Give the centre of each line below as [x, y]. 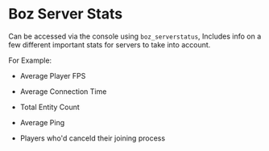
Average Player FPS [53, 75]
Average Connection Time [63, 91]
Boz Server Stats [66, 14]
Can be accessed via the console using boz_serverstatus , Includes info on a [135, 36]
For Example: [30, 60]
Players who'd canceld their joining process [93, 138]
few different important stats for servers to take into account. [110, 44]
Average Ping [42, 122]
